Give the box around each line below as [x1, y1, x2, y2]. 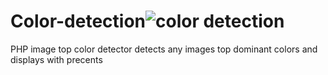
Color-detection [10, 10, 147, 33]
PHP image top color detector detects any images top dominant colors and [10, 43, 318, 55]
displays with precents [10, 53, 103, 65]
